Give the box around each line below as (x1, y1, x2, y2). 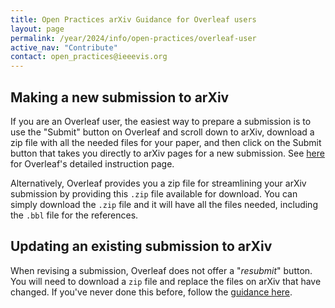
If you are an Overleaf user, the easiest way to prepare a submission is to (10, 115, 312, 127)
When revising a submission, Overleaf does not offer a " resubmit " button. (10, 264, 313, 276)
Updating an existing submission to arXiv (10, 238, 273, 255)
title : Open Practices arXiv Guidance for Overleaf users (10, 14, 257, 25)
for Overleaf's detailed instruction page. (10, 157, 175, 170)
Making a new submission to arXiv (10, 89, 230, 106)
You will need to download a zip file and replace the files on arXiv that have (10, 275, 322, 287)
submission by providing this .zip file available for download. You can (10, 187, 298, 200)
